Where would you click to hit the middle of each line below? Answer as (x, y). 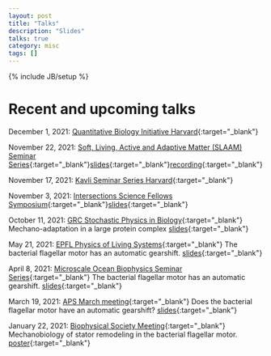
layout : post (30, 16)
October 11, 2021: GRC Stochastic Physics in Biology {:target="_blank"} (125, 220)
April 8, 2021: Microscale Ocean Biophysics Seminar (95, 269)
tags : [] (23, 53)
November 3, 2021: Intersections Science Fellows (91, 196)
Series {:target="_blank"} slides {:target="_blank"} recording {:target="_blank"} (135, 164)
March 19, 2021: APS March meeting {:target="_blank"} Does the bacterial (130, 301)
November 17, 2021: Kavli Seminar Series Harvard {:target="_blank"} (121, 180)
